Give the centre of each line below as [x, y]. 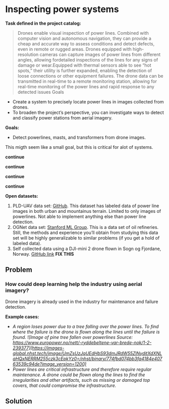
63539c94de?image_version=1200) [49, 364]
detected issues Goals [41, 92]
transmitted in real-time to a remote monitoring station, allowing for [87, 81]
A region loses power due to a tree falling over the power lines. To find [86, 326]
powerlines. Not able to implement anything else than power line [79, 216]
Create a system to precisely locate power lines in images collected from [88, 101]
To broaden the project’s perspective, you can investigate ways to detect [88, 112]
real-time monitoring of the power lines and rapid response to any [86, 86]
